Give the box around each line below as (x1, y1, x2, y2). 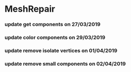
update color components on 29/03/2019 (4, 34, 105, 41)
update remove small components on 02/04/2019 (4, 60, 126, 67)
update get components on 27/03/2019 (4, 21, 100, 28)
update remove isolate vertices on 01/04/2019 (4, 47, 118, 54)
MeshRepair (4, 3, 55, 15)
